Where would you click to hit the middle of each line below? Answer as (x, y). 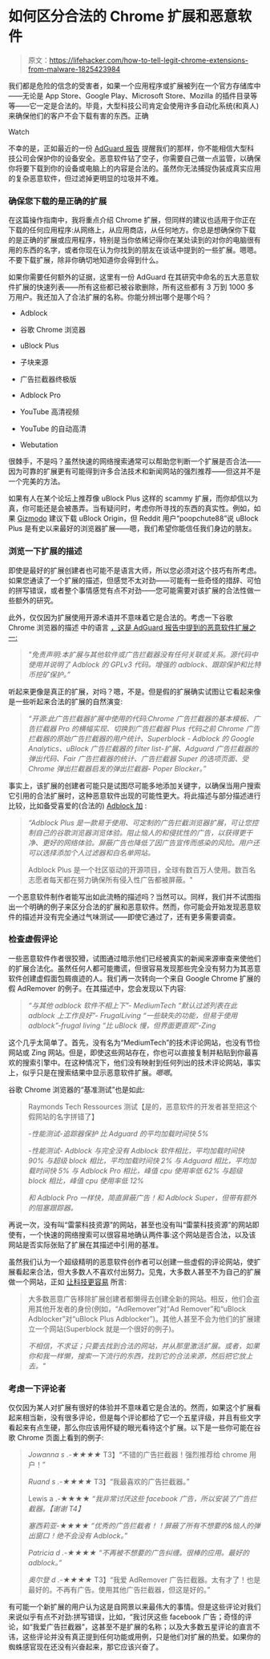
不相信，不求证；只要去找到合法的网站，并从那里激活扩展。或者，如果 (144, 1346)
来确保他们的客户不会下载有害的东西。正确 (79, 115)
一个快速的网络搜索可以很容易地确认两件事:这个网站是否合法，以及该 (143, 1234)
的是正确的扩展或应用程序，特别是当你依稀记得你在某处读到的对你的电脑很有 (135, 240)
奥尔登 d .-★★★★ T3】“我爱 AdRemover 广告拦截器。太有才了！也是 (144, 1580)
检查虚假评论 (33, 940)
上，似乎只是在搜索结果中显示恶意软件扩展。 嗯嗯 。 (93, 1072)
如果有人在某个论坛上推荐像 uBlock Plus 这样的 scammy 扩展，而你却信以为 (133, 498)
